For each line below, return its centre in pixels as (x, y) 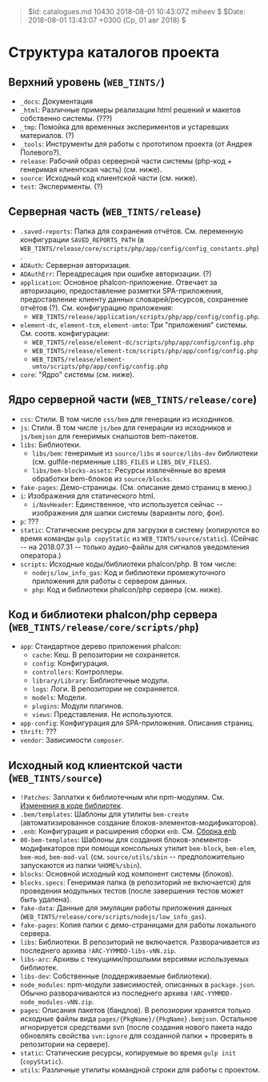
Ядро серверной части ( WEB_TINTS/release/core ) (133, 400)
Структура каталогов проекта (114, 53)
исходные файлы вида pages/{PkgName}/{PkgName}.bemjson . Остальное (138, 1019)
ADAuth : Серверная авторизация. (75, 265)
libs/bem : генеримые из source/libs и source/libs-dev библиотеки (145, 453)
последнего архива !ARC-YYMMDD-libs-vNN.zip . (98, 950)
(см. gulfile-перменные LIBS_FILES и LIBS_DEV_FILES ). (122, 461)
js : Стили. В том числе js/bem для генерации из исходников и (126, 428)
